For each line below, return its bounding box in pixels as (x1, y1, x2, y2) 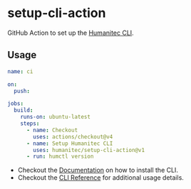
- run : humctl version (26, 153, 94, 161)
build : (14, 107, 33, 114)
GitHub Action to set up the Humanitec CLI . (7, 28, 134, 37)
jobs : (7, 100, 24, 107)
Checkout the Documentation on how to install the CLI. (17, 166, 178, 175)
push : (14, 87, 31, 94)
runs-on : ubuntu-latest (20, 114, 91, 121)
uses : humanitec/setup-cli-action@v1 (33, 146, 145, 153)
